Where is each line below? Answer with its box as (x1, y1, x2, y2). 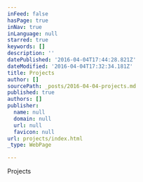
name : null (13, 109, 46, 116)
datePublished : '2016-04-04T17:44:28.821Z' (7, 56, 137, 63)
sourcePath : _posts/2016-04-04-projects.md (7, 83, 137, 90)
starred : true (7, 37, 49, 44)
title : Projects (7, 69, 55, 76)
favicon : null (13, 128, 55, 135)
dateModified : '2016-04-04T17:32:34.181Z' (7, 63, 133, 70)
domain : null (13, 115, 52, 122)
